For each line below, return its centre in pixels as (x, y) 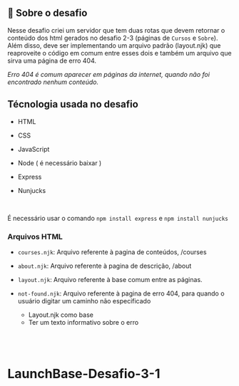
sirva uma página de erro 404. (52, 61)
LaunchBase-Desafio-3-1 (84, 374)
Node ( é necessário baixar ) (60, 163)
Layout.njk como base (61, 315)
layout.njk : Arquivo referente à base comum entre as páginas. (110, 279)
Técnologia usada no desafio (73, 104)
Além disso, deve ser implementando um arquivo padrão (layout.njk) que (114, 45)
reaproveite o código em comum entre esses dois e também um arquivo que (119, 53)
